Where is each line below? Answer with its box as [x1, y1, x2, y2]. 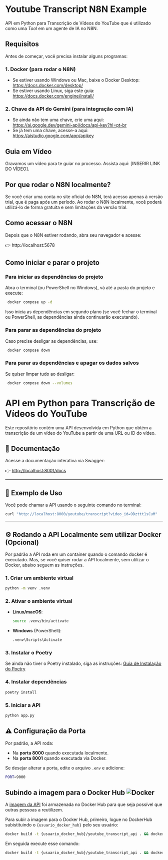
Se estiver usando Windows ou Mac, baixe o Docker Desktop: [12, 77, 140, 83]
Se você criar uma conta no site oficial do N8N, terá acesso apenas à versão [5, 194, 163, 200]
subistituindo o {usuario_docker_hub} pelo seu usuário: [5, 822, 118, 828]
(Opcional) [5, 538, 39, 546]
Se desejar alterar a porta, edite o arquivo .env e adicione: [5, 764, 125, 771]
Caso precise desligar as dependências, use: [5, 338, 98, 344]
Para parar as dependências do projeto [5, 327, 101, 334]
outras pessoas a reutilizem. [5, 807, 63, 813]
